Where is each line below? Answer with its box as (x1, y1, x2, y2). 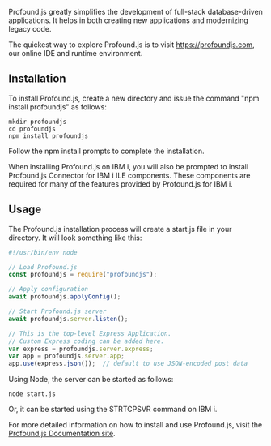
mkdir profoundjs (8, 118, 67, 126)
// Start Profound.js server (8, 307, 107, 315)
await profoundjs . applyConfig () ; (8, 293, 121, 301)
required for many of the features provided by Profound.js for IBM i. (8, 178, 233, 189)
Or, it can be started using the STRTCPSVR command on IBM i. (8, 405, 218, 414)
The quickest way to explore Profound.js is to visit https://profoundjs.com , (8, 40, 255, 49)
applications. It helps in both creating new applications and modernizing (8, 15, 248, 25)
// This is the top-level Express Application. (8, 329, 172, 337)
